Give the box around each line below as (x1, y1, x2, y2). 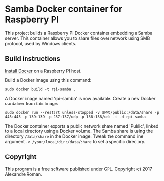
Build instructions (5, 55, 60, 63)
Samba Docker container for (5, 3, 123, 15)
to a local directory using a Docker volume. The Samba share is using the (5, 128, 153, 134)
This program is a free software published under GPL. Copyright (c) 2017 (5, 166, 152, 172)
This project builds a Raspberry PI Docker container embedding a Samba (5, 30, 153, 36)
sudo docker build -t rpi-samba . (5, 87, 76, 92)
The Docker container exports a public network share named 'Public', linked (5, 123, 159, 129)
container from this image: (5, 101, 58, 106)
